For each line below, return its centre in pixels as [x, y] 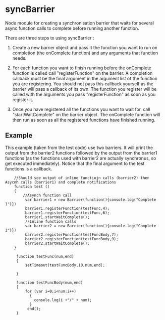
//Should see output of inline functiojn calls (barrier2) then [82, 178]
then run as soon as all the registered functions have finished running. [84, 120]
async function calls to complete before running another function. [72, 28]
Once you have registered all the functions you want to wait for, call [81, 109]
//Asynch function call [47, 195]
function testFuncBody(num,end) [50, 283]
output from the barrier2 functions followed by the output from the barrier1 [81, 153]
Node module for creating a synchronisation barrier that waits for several [80, 23]
